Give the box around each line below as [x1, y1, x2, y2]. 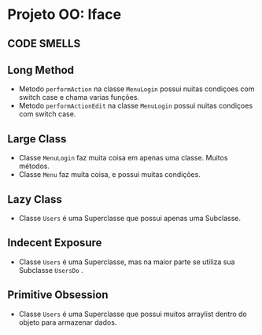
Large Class [7, 132, 67, 145]
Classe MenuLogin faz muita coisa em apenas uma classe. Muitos [18, 153, 228, 163]
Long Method [7, 63, 75, 76]
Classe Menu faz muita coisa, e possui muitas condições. [18, 170, 201, 179]
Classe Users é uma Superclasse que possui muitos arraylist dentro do [18, 309, 247, 318]
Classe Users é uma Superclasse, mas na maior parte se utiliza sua [18, 257, 235, 267]
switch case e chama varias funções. [18, 93, 139, 102]
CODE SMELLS [7, 37, 81, 50]
